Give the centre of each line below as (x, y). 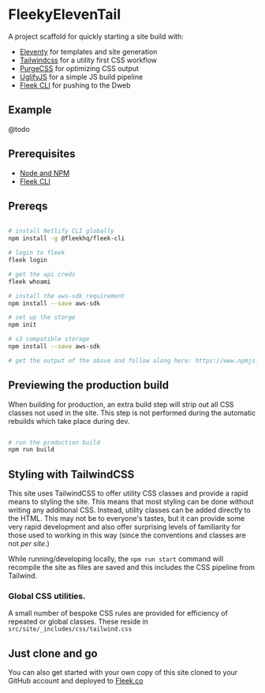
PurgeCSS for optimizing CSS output (79, 68)
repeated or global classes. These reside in (78, 622)
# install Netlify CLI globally (61, 231)
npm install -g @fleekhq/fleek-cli (67, 238)
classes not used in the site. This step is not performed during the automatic (132, 413)
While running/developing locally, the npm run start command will (116, 559)
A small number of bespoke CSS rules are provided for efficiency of (118, 613)
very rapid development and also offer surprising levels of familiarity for (125, 527)
